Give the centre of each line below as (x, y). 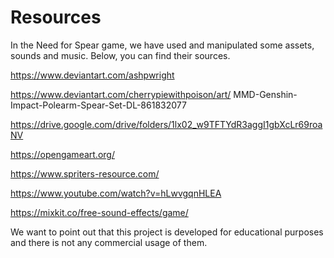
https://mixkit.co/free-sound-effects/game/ (99, 212)
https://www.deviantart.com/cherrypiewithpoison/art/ (121, 94)
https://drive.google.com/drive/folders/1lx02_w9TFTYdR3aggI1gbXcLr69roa (166, 124)
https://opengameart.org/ (62, 154)
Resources (56, 17)
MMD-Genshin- (265, 94)
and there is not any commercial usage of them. (109, 242)
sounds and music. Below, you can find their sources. (120, 55)
